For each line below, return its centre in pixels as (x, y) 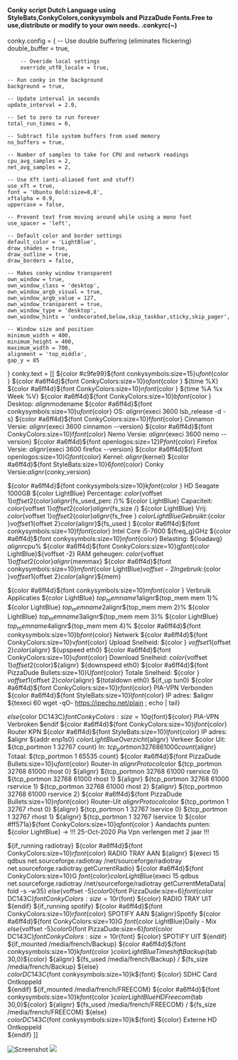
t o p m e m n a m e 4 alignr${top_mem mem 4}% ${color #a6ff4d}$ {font (104, 626)
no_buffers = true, (36, 142)
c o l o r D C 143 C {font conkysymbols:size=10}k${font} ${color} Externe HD (112, 1020)
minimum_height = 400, (41, 342)
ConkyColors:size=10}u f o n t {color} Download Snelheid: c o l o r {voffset (107, 658)
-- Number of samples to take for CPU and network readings (98, 155)
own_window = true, (36, 280)
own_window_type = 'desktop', (52, 311)
